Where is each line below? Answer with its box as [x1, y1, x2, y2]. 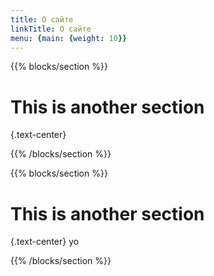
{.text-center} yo [10, 236, 80, 248]
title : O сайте [10, 14, 74, 25]
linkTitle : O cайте [10, 24, 92, 34]
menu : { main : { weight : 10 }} [10, 33, 128, 43]
